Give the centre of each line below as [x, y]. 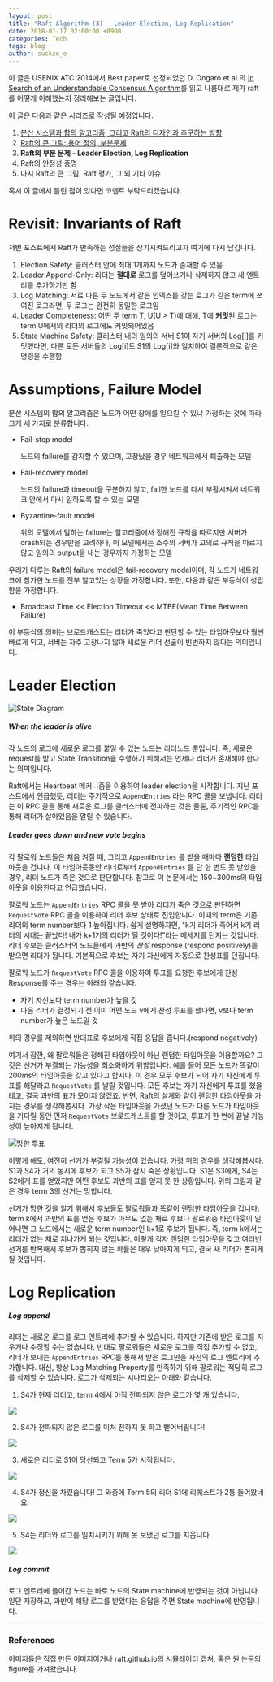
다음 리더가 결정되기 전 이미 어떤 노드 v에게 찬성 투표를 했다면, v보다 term [136, 1010]
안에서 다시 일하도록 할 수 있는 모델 [84, 499]
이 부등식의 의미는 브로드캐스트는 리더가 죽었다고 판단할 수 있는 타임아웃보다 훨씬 [136, 631]
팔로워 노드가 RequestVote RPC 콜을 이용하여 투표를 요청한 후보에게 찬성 [123, 973]
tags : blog [27, 46]
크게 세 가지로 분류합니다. [49, 423]
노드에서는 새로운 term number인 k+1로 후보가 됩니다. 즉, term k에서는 [151, 1229]
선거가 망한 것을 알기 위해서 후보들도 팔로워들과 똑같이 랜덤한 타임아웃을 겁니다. [134, 1208]
